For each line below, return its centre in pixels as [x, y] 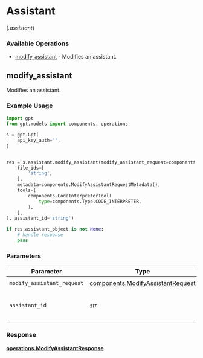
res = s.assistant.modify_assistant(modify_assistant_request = [88, 162]
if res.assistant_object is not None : [55, 229]
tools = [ [27, 190]
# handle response [40, 235]
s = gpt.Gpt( [23, 135]
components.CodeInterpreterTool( [70, 196]
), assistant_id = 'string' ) [40, 219]
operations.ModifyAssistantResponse [55, 348]
